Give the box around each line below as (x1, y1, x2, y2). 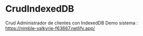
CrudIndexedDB (5, 3, 75, 15)
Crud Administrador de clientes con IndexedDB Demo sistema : (5, 20, 138, 26)
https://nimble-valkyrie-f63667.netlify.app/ (5, 25, 96, 31)
